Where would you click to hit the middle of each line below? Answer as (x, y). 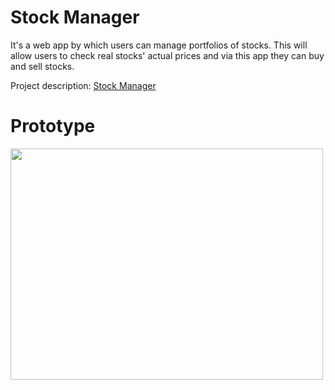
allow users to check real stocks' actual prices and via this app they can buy (167, 55)
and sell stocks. (42, 66)
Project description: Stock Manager (83, 85)
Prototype (53, 126)
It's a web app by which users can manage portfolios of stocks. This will (159, 45)
